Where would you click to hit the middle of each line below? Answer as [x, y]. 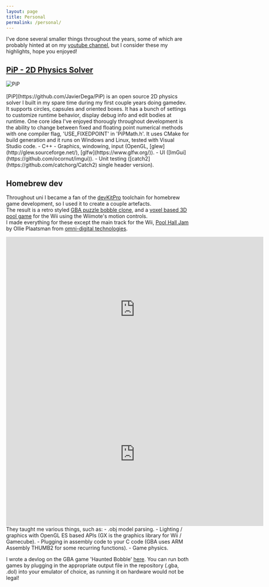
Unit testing [113, 159]
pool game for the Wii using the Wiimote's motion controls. [77, 216]
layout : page [22, 11]
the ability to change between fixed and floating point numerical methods [95, 128]
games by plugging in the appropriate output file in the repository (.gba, [93, 565]
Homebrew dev [35, 183]
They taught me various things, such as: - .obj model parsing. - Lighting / [94, 529]
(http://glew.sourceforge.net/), [43, 152]
